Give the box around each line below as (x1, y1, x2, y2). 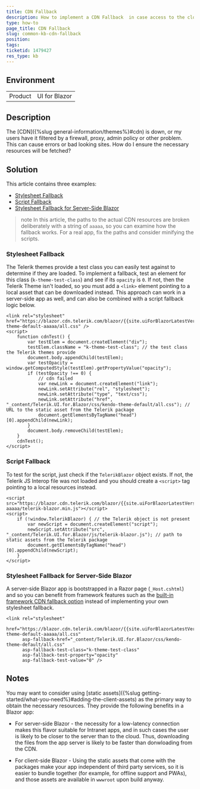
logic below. (6, 302, 36, 309)
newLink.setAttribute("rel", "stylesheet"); (37, 386, 151, 392)
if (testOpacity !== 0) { (27, 370, 92, 376)
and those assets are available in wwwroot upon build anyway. (14, 776, 165, 783)
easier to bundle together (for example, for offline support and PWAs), (14, 769, 187, 776)
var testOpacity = (27, 360, 73, 366)
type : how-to (6, 20, 39, 26)
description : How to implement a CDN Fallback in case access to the (6, 14, 185, 20)
